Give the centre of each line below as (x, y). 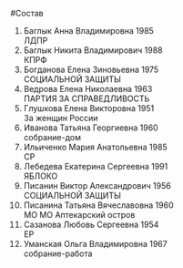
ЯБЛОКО (41, 176)
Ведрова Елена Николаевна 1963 (88, 89)
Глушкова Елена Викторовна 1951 (89, 108)
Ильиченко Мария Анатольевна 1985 (95, 147)
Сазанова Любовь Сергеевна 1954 (91, 224)
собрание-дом (52, 137)
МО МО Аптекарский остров (79, 215)
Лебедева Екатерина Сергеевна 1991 (96, 166)
